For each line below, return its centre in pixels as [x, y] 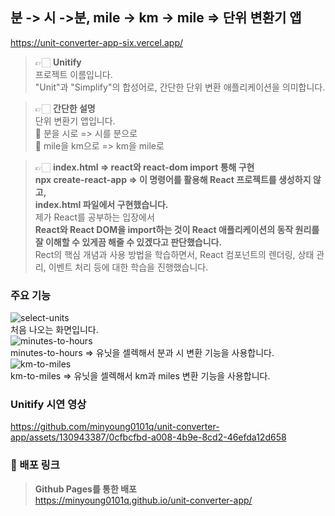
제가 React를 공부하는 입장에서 [94, 217]
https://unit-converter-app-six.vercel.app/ [97, 42]
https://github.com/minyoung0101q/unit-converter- [115, 427]
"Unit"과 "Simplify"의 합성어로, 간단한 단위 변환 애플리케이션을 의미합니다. [180, 87]
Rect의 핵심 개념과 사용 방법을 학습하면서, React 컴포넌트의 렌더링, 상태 [174, 254]
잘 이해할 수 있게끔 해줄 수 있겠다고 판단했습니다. [128, 242]
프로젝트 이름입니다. [73, 74]
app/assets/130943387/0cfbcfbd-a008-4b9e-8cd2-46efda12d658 [148, 437]
